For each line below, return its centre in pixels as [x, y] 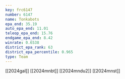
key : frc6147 [19, 10]
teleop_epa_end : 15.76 [29, 33]
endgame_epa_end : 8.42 [29, 38]
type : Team [17, 57]
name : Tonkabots [22, 19]
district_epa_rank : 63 [29, 47]
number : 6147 [19, 15]
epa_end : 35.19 [21, 24]
